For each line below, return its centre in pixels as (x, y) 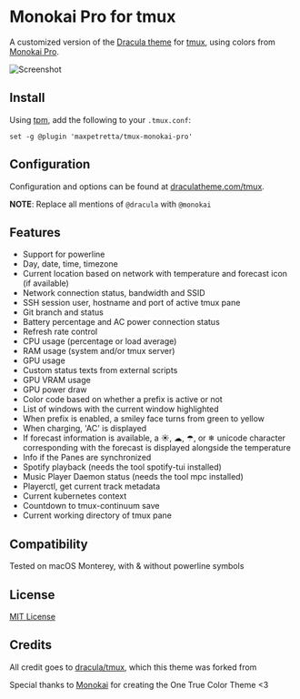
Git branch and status (63, 312)
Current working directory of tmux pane (97, 515)
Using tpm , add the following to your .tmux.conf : (100, 119)
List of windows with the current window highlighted (121, 409)
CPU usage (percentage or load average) (100, 341)
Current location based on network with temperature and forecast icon (155, 274)
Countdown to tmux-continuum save (91, 506)
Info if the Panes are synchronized (87, 458)
